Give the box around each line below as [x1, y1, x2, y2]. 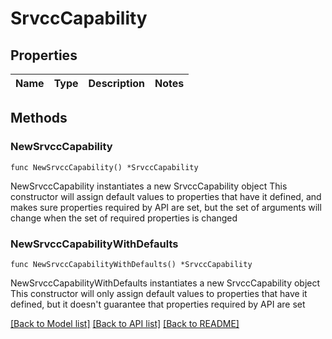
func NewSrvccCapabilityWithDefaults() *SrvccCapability [10, 259, 253, 269]
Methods [10, 110, 68, 127]
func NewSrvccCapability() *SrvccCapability [10, 162, 199, 172]
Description [88, 77, 145, 90]
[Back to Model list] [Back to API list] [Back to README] [10, 317, 240, 329]
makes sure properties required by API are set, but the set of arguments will [10, 201, 322, 213]
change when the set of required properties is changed [10, 212, 238, 224]
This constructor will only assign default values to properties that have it [10, 287, 308, 299]
